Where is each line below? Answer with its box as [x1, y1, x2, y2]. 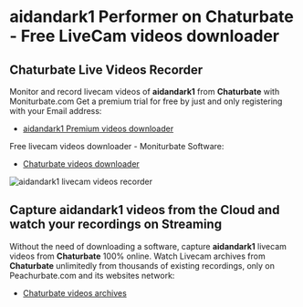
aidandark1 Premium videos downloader [22, 123, 174, 134]
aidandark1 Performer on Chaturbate [9, 6, 294, 27]
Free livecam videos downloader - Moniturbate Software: [9, 141, 225, 151]
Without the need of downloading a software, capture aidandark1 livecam [9, 240, 287, 251]
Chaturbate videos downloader [22, 159, 140, 169]
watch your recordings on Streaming [9, 217, 222, 232]
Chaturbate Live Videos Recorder [9, 62, 204, 77]
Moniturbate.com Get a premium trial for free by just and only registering [9, 96, 283, 107]
